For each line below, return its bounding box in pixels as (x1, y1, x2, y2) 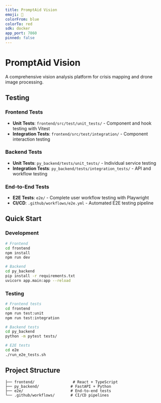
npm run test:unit (5, 311, 44, 316)
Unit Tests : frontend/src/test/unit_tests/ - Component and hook (12, 120, 152, 126)
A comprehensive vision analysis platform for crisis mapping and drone (5, 73, 153, 79)
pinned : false (5, 36, 35, 41)
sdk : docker (5, 26, 30, 31)
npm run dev (5, 255, 30, 260)
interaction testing (12, 136, 50, 142)
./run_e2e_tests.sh (5, 352, 46, 357)
